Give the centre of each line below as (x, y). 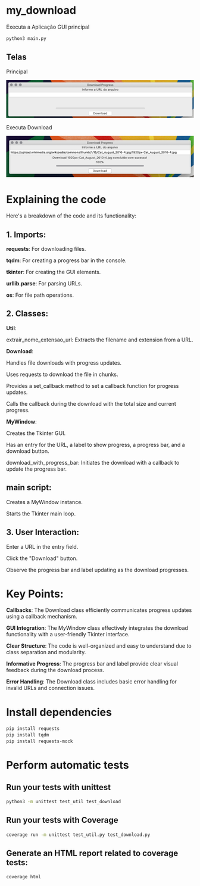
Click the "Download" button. (42, 558)
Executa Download (29, 128)
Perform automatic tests (68, 765)
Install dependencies (59, 712)
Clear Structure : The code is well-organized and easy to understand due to (99, 646)
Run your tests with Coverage (62, 820)
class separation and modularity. (46, 652)
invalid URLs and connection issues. (51, 688)
